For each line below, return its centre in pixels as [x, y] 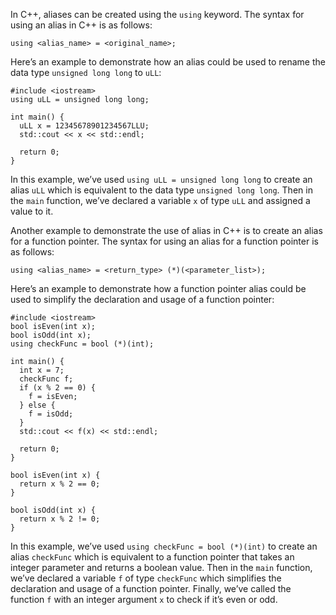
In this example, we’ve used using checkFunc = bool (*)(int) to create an [164, 546]
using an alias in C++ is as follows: [81, 25]
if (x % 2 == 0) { [58, 388]
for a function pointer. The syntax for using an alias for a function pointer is [164, 241]
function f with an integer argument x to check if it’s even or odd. [144, 599]
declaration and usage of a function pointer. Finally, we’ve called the [151, 588]
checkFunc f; [46, 379]
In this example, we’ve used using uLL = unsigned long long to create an [161, 179]
